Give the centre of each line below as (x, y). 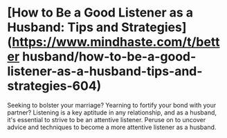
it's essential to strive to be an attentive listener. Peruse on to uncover (107, 119)
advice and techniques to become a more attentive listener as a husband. (112, 127)
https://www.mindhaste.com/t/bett (116, 42)
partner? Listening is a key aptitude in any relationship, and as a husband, (112, 112)
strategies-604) (54, 86)
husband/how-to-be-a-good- (109, 57)
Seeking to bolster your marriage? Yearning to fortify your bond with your (112, 105)
